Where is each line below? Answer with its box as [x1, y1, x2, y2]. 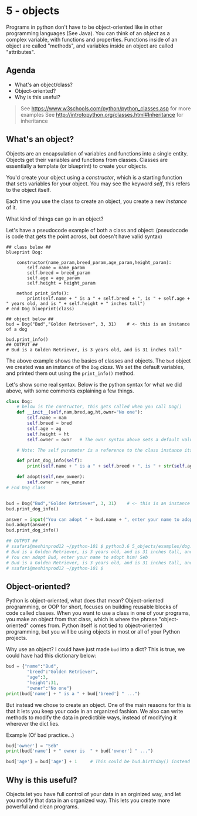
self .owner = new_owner [27, 479, 85, 485]
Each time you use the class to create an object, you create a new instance [6, 198, 188, 205]
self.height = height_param [27, 280, 96, 286]
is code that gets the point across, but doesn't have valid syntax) [6, 233, 162, 240]
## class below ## [6, 244, 51, 250]
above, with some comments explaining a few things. [6, 387, 134, 394]
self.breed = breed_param [27, 270, 91, 276]
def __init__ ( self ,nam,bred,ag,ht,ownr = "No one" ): [16, 409, 143, 415]
